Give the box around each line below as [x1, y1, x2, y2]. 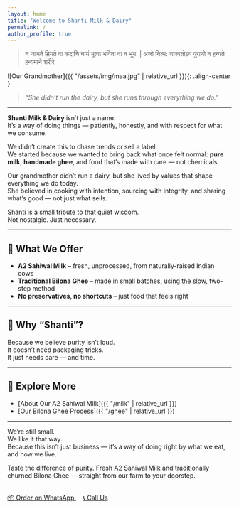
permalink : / [7, 23, 46, 31]
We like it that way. [7, 434, 63, 443]
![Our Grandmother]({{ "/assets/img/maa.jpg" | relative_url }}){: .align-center [7, 72, 231, 80]
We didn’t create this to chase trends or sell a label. [7, 143, 158, 151]
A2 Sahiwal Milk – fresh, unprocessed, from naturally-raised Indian [17, 262, 215, 270]
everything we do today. [7, 179, 78, 188]
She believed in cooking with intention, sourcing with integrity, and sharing [7, 186, 226, 195]
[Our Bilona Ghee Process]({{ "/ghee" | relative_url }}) [17, 407, 176, 415]
